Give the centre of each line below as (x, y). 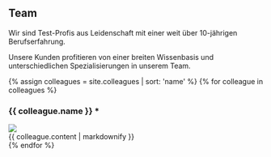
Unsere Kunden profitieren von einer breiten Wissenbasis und (111, 57)
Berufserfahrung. (37, 41)
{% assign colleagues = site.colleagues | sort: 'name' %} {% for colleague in (136, 81)
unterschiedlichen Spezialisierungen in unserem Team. (100, 66)
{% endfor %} (32, 146)
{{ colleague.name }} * (54, 111)
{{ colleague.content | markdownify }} (72, 137)
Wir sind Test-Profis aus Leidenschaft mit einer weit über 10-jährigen (123, 32)
